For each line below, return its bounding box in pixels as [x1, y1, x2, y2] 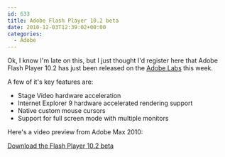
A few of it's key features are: [7, 77, 94, 86]
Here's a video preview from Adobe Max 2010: [7, 128, 143, 136]
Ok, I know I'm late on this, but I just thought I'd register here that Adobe [7, 56, 219, 65]
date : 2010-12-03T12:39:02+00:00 [7, 23, 106, 31]
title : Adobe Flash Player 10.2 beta [7, 17, 119, 24]
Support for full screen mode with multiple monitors [17, 114, 169, 123]
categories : [7, 30, 43, 38]
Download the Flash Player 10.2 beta [7, 141, 114, 150]
